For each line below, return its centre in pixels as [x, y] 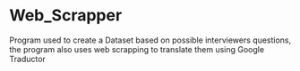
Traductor [28, 59]
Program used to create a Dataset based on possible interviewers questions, [150, 40]
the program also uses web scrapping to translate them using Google [137, 49]
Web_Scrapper [66, 16]
